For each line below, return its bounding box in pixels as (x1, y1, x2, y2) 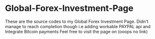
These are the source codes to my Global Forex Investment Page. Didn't (5, 19, 149, 24)
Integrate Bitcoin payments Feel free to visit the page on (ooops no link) (5, 29, 148, 34)
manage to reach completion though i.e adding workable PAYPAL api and (5, 23, 151, 29)
